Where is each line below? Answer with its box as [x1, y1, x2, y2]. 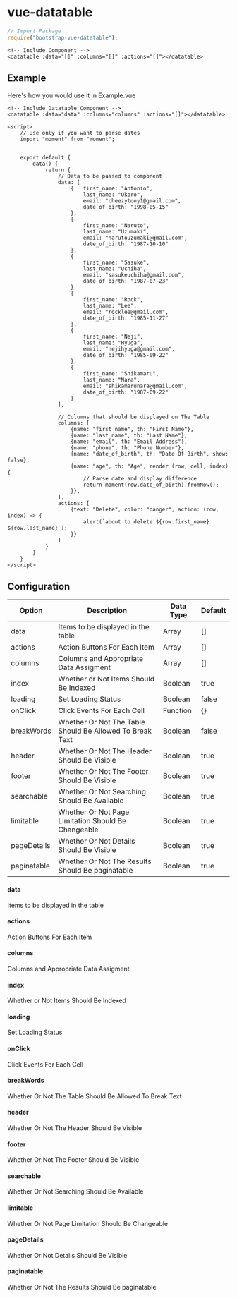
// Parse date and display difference [83, 475, 197, 482]
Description [87, 606, 128, 616]
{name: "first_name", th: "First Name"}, [70, 425, 194, 432]
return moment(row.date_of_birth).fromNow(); [83, 481, 219, 488]
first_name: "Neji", [83, 333, 143, 340]
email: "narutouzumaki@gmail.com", [83, 234, 188, 241]
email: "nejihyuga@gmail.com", [83, 345, 175, 353]
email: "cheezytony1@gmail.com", [83, 197, 181, 205]
